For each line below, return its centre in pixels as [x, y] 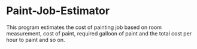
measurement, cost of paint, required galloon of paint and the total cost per [99, 33]
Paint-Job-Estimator [58, 11]
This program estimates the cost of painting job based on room [84, 27]
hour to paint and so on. [36, 40]
